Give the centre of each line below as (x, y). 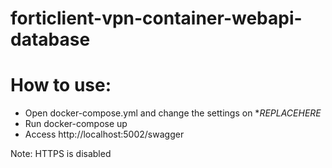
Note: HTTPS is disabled (61, 154)
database (50, 39)
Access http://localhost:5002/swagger (104, 134)
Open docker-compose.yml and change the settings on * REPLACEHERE (173, 113)
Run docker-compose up (76, 124)
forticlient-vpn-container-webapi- (156, 18)
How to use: (61, 85)
